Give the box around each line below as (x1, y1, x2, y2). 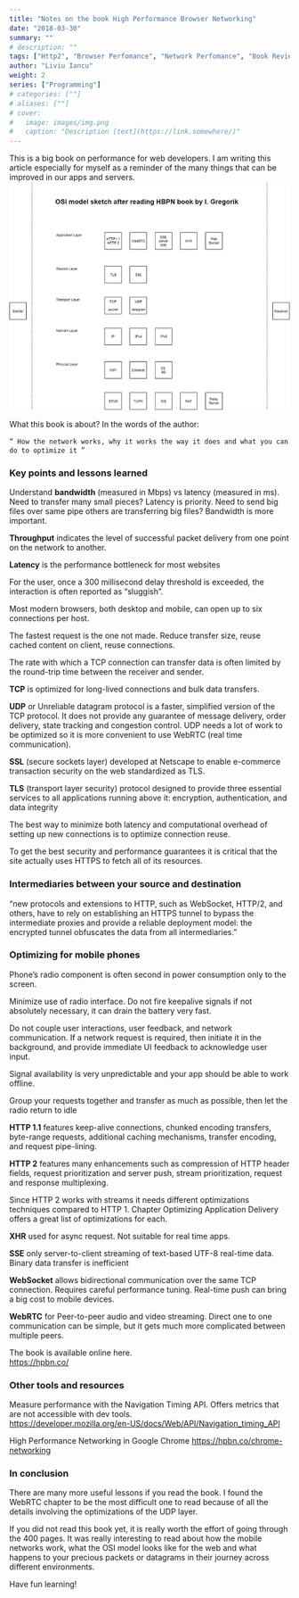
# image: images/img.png (9, 118, 109, 127)
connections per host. (9, 613, 90, 624)
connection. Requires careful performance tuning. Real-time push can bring (9, 1284, 287, 1295)
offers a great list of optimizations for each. (9, 1213, 167, 1224)
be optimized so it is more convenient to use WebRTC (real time (9, 730, 243, 741)
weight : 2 (9, 71, 46, 80)
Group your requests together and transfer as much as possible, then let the (9, 1095, 288, 1105)
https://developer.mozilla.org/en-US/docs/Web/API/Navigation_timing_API (9, 1419, 280, 1429)
